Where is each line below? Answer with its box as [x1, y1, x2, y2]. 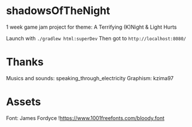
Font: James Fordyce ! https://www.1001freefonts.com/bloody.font [6, 114, 165, 121]
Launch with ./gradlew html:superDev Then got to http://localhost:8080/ [6, 35, 187, 42]
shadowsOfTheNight [6, 4, 110, 18]
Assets [6, 95, 41, 109]
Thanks [6, 56, 44, 68]
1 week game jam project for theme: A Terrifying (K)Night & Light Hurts [6, 23, 177, 30]
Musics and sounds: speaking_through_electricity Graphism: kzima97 [6, 74, 174, 81]
